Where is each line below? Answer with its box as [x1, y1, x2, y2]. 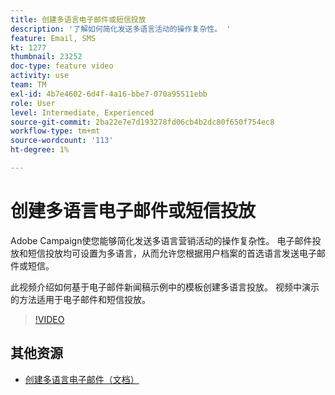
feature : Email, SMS [10, 33, 97, 43]
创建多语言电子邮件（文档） [24, 373, 140, 385]
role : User [10, 98, 56, 108]
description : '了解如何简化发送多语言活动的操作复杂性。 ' [10, 24, 232, 34]
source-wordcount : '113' [10, 136, 114, 146]
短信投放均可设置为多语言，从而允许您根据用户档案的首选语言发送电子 [27, 247, 317, 259]
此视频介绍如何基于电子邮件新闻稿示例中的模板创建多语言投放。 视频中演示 [10, 281, 320, 293]
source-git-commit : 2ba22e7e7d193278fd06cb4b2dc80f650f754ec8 [10, 117, 275, 127]
